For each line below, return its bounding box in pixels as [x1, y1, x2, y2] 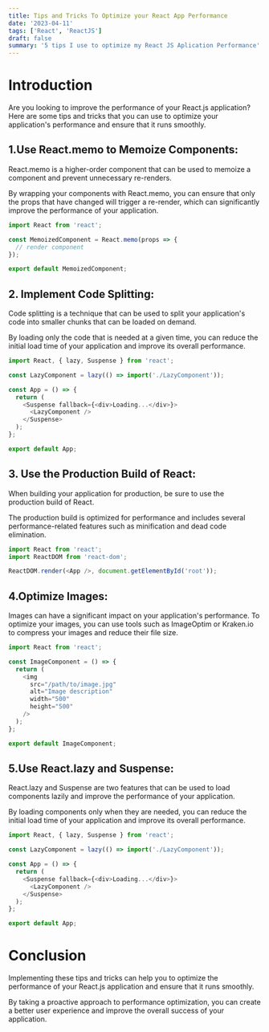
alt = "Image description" [29, 687, 113, 695]
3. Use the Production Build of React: [8, 467, 197, 481]
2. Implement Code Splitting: [8, 287, 155, 301]
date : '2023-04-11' [8, 19, 74, 27]
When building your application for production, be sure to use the [8, 488, 225, 498]
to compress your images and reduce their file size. [8, 628, 178, 638]
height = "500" [29, 703, 74, 711]
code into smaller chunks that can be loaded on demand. [8, 317, 197, 327]
